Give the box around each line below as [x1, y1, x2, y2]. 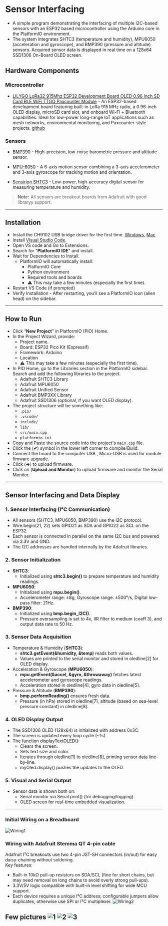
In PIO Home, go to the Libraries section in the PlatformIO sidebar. [12, 365, 148, 371]
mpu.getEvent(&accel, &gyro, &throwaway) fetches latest [19, 671, 141, 677]
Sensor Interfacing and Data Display [5, 491, 120, 499]
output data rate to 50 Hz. [19, 621, 73, 627]
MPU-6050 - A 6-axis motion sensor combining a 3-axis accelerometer [12, 164, 160, 170]
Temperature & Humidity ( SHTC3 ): [12, 645, 84, 651]
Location [19, 355, 38, 361]
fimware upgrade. [12, 456, 49, 462]
